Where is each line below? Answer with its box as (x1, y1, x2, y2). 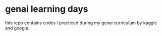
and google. (5, 25, 30, 31)
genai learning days (5, 3, 88, 15)
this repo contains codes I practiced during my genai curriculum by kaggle (5, 20, 157, 26)
